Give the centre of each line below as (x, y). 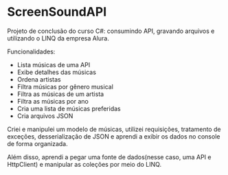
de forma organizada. (37, 143)
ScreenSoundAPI (57, 12)
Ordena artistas (39, 79)
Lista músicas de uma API (54, 65)
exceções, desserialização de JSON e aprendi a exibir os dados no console (114, 136)
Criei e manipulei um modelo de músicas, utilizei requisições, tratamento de (114, 129)
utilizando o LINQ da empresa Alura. (58, 38)
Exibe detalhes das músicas (56, 72)
